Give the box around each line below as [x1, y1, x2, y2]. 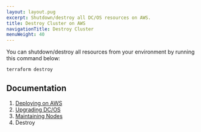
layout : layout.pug [6, 9, 56, 15]
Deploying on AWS [15, 99, 63, 106]
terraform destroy [6, 66, 53, 73]
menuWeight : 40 [6, 32, 45, 38]
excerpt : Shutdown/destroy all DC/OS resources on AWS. [6, 15, 151, 21]
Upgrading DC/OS [15, 106, 61, 113]
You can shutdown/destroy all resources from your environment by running [6, 48, 195, 55]
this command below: [6, 55, 60, 62]
